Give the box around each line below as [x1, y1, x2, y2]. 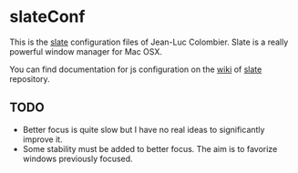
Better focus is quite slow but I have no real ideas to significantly [22, 124, 265, 135]
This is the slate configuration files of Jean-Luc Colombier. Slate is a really [9, 36, 289, 47]
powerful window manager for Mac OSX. [9, 46, 162, 56]
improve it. [22, 134, 63, 145]
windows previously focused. [22, 153, 134, 164]
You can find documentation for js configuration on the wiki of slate [9, 64, 262, 75]
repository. [9, 73, 50, 84]
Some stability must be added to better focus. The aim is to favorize [22, 143, 278, 154]
